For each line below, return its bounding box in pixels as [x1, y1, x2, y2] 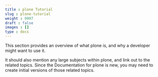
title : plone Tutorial [5, 7, 53, 12]
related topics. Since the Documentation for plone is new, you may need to [5, 62, 154, 68]
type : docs [5, 29, 29, 34]
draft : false [5, 20, 34, 26]
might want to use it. [5, 48, 46, 53]
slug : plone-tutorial [5, 12, 51, 16]
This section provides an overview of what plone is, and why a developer [5, 43, 151, 48]
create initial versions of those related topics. [5, 67, 95, 73]
